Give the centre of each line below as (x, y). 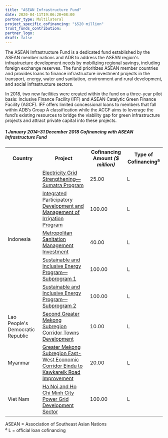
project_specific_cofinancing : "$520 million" (54, 24)
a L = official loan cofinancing (35, 429)
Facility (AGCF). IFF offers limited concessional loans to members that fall (81, 104)
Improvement (58, 378)
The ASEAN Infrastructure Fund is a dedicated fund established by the (77, 52)
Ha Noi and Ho (59, 386)
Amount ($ (106, 158)
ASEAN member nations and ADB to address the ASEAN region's (72, 57)
